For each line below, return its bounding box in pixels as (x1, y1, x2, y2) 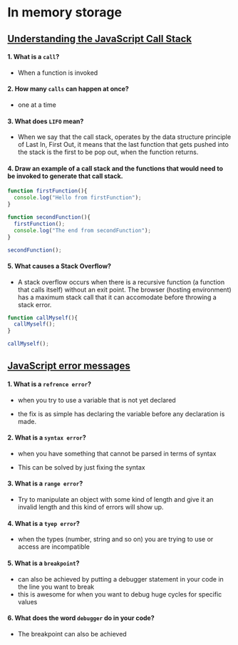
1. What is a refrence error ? (7, 380, 91, 388)
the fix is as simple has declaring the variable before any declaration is (17, 409, 225, 418)
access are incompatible (17, 542, 90, 551)
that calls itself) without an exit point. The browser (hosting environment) (17, 285, 232, 294)
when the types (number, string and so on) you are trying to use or (17, 535, 214, 544)
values (17, 597, 38, 606)
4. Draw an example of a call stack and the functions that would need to (7, 164, 223, 172)
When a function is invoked (17, 68, 98, 77)
